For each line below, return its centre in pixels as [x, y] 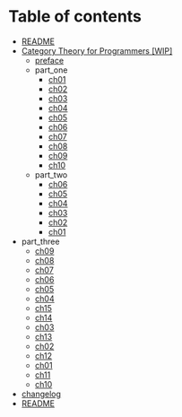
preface [49, 60]
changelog [41, 394]
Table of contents [75, 17]
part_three [40, 241]
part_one [51, 70]
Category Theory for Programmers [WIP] [97, 50]
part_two [51, 174]
